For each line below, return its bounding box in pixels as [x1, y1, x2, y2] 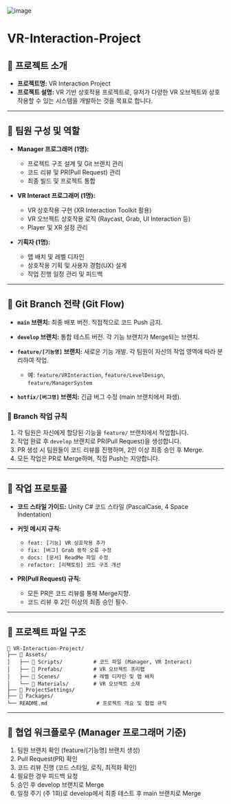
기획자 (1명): [16, 238, 50, 246]
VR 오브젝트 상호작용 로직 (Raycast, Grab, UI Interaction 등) [27, 214, 191, 223]
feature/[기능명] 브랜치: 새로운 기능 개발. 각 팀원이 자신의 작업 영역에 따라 [16, 347, 216, 355]
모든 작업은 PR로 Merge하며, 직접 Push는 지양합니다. [16, 454, 160, 462]
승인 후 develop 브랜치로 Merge [16, 781, 104, 789]
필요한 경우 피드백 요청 [16, 772, 78, 781]
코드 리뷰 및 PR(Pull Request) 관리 [27, 168, 121, 176]
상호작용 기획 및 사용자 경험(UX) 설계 [27, 261, 127, 269]
